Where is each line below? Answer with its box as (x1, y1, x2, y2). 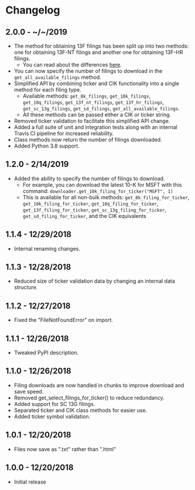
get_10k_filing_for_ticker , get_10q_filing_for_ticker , (22, 200, 159, 207)
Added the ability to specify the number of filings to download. (13, 174, 165, 182)
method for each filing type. (13, 86, 81, 93)
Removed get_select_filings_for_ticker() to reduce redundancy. (13, 394, 165, 401)
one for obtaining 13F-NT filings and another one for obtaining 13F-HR (13, 49, 183, 56)
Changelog (5, 4, 60, 17)
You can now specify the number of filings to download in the (13, 68, 163, 74)
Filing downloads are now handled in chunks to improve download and (13, 381, 184, 388)
